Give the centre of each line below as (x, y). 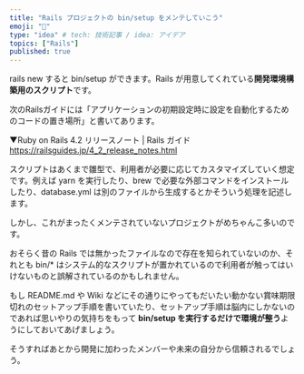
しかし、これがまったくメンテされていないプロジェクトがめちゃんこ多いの (148, 223)
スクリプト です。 (65, 90)
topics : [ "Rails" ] (44, 43)
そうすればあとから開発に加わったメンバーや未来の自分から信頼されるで (144, 349)
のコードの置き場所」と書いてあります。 (84, 121)
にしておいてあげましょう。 (68, 329)
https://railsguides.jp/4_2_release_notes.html (93, 150)
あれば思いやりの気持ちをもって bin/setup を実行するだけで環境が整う (149, 318)
